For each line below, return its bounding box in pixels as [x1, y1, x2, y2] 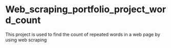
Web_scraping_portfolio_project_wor [5, 4, 166, 15]
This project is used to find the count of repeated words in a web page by [5, 31, 160, 37]
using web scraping [5, 37, 47, 43]
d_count [5, 14, 41, 26]
